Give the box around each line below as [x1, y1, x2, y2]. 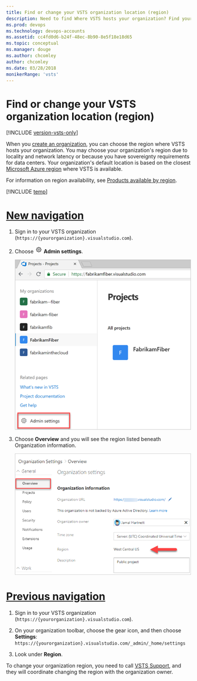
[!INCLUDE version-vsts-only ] [6, 129, 79, 136]
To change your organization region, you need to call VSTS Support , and [6, 662, 182, 669]
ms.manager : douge [6, 47, 51, 53]
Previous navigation [6, 590, 106, 604]
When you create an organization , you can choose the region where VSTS [6, 141, 185, 148]
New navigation [6, 209, 84, 222]
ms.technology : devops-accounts [6, 28, 85, 34]
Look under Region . [14, 650, 63, 658]
